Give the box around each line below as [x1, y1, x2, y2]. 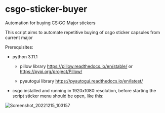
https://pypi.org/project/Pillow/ [19, 68, 82, 75]
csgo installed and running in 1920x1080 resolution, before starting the [12, 87, 157, 93]
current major [5, 35, 33, 40]
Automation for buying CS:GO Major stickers [5, 20, 96, 26]
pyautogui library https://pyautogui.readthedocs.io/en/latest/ [19, 78, 143, 84]
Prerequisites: [5, 44, 34, 50]
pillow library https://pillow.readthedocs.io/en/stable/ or [19, 63, 133, 69]
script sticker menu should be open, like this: [12, 93, 104, 99]
